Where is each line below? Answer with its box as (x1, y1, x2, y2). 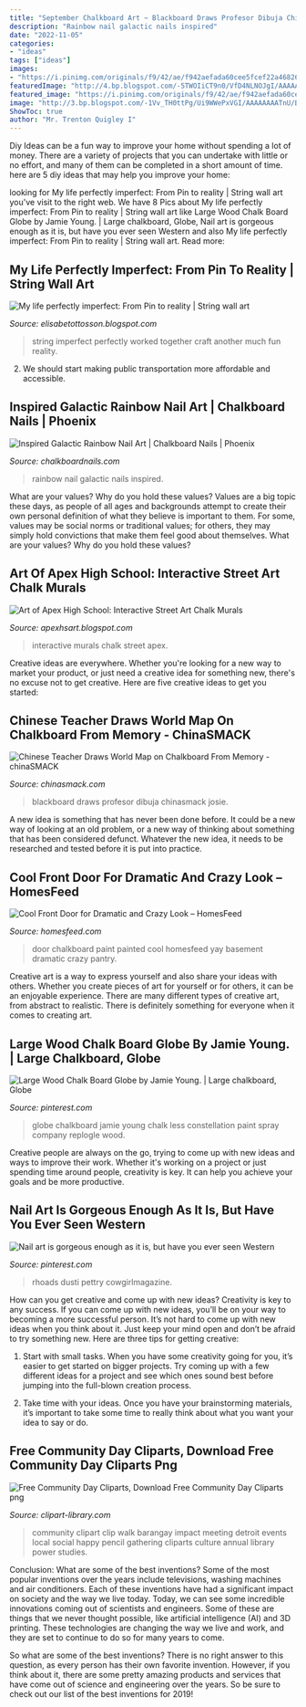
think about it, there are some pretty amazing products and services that (9, 1669, 281, 1680)
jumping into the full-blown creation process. (22, 1379, 192, 1390)
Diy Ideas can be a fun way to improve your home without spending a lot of (9, 141, 291, 152)
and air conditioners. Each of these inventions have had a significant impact (9, 1583, 294, 1594)
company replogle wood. (31, 1129, 126, 1140)
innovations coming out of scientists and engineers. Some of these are (9, 1603, 275, 1614)
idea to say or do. (22, 1417, 89, 1428)
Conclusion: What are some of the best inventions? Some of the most (9, 1564, 270, 1575)
